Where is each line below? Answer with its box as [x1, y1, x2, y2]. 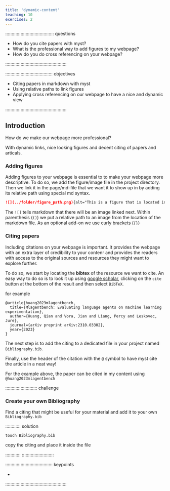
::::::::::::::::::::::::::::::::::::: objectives [5, 71, 75, 77]
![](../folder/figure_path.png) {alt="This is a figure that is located [5, 200, 159, 205]
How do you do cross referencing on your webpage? [12, 51, 123, 57]
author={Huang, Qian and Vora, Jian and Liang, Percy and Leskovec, [10, 313, 157, 319]
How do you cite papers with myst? [12, 40, 87, 47]
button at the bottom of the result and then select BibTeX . [5, 280, 124, 287]
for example [5, 291, 30, 297]
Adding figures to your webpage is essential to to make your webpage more [5, 174, 163, 180]
